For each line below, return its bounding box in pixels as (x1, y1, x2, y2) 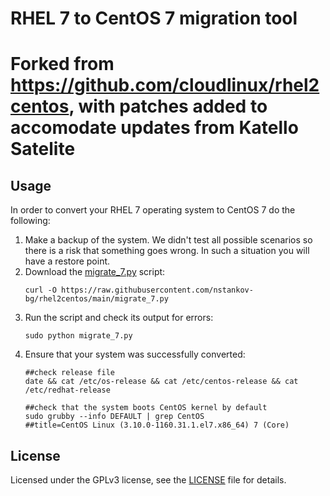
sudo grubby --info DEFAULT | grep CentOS (24, 412, 205, 422)
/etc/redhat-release (24, 385, 111, 396)
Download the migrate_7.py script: (24, 266, 166, 278)
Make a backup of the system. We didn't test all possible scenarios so (24, 234, 313, 246)
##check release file (24, 368, 115, 378)
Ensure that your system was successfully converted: (24, 348, 246, 361)
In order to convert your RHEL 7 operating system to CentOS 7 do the (10, 204, 296, 216)
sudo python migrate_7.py (24, 331, 133, 341)
